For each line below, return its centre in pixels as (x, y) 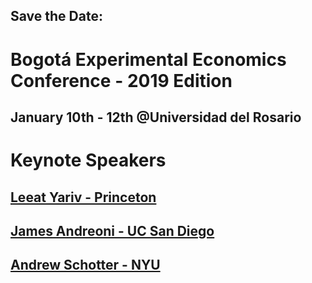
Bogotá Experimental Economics (148, 59)
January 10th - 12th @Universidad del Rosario (156, 117)
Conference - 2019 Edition (121, 80)
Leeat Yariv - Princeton (83, 197)
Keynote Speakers (88, 160)
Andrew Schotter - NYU (85, 265)
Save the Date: (56, 16)
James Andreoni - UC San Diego (112, 230)
